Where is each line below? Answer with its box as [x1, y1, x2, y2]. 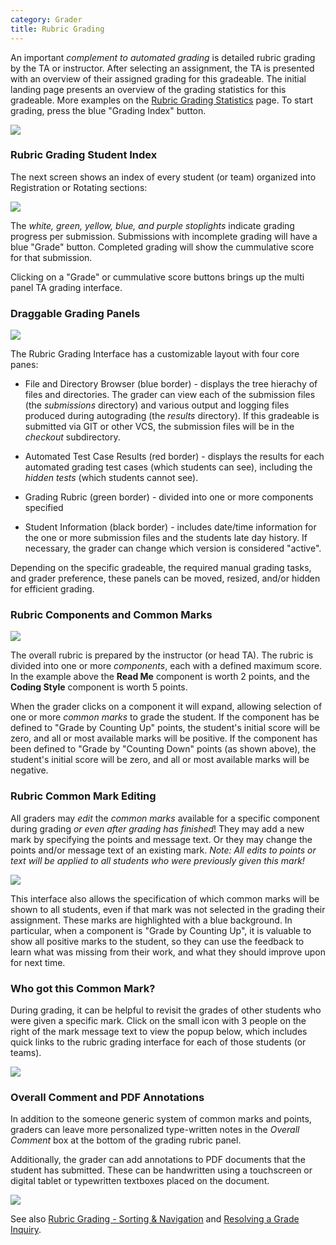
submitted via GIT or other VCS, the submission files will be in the [24, 421, 295, 433]
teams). [10, 1046, 42, 1058]
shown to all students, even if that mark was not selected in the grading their [10, 903, 326, 915]
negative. [10, 764, 49, 776]
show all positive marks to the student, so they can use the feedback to [10, 935, 305, 947]
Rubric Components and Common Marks [10, 608, 213, 622]
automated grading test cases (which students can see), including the [24, 461, 313, 473]
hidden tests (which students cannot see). [24, 472, 199, 484]
